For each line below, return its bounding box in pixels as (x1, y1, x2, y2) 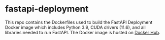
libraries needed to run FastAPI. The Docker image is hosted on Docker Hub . (5, 29, 161, 35)
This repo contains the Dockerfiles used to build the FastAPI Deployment (5, 19, 153, 25)
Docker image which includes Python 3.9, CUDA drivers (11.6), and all (5, 24, 146, 30)
